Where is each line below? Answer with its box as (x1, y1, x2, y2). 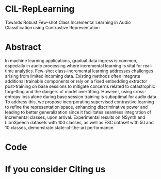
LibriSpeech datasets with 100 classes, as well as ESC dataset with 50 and (5, 119, 154, 125)
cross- (133, 88, 146, 94)
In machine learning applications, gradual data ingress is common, (5, 57, 138, 64)
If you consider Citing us (5, 164, 106, 175)
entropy (5, 94, 21, 99)
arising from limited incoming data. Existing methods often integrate (5, 73, 141, 79)
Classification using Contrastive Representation (5, 24, 100, 30)
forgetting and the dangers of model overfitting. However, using (5, 88, 132, 94)
